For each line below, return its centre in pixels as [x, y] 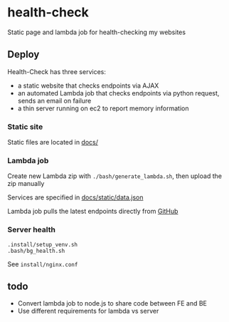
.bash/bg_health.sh [36, 251]
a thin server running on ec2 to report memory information [103, 108]
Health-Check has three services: [57, 71]
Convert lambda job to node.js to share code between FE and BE [112, 303]
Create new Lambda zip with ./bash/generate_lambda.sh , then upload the [115, 176]
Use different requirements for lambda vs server [88, 311]
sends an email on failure [54, 100]
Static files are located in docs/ [53, 142]
